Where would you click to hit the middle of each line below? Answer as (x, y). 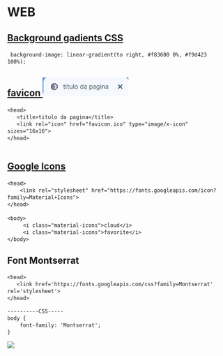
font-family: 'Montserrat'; (60, 325)
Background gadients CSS (65, 38)
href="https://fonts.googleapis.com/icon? (154, 190)
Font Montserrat (43, 261)
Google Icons (37, 166)
